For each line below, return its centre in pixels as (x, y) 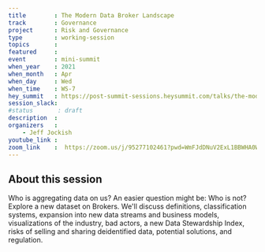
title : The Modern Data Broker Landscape (91, 15)
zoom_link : (33, 147)
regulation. (26, 240)
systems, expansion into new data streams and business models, (114, 215)
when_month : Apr (40, 74)
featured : (33, 52)
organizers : (33, 125)
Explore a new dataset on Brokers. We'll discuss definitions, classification (127, 206)
